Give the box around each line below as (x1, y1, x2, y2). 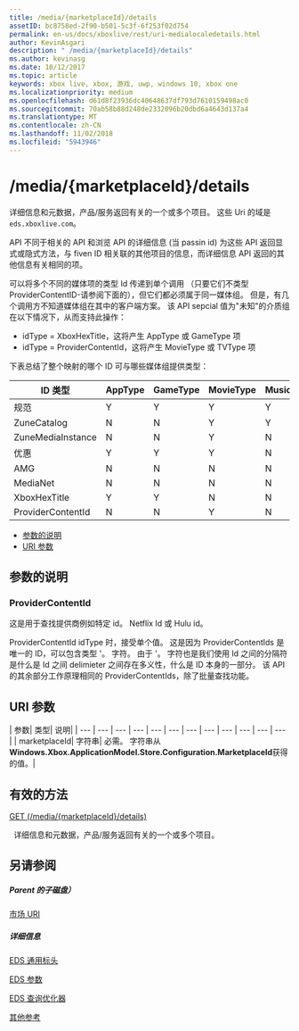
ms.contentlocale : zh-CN (9, 121, 101, 130)
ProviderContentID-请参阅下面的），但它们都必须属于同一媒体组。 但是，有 (9, 289, 282, 300)
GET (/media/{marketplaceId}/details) (9, 811, 147, 821)
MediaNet (13, 477, 55, 489)
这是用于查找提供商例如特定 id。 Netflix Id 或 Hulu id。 (9, 618, 208, 629)
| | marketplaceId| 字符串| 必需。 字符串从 (9, 736, 162, 746)
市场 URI (9, 909, 41, 919)
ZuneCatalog (13, 416, 69, 428)
